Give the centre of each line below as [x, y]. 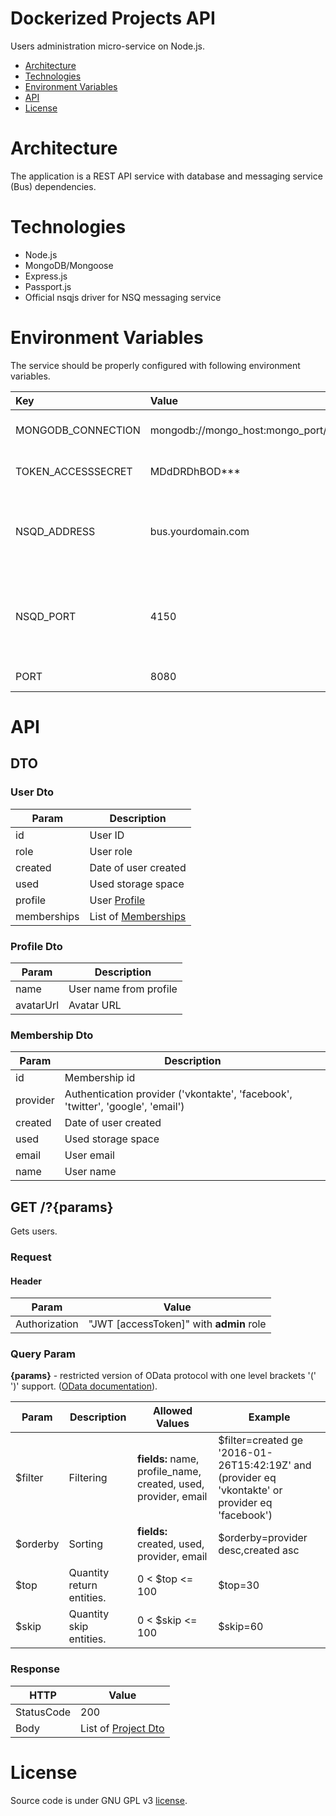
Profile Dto [36, 946]
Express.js [46, 276]
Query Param [43, 1354]
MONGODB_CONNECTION [78, 430]
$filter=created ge [261, 1440]
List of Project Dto [122, 1728]
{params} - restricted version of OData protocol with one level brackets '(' [163, 1376]
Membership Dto [52, 1035]
